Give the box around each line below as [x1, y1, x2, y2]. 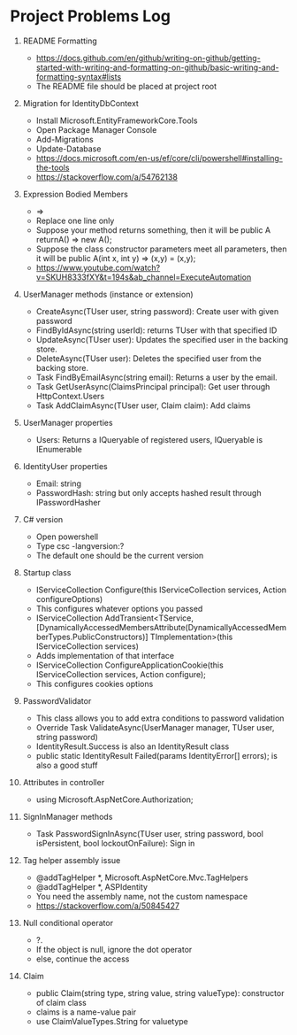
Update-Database [35, 143, 102, 154]
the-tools [35, 162, 70, 173]
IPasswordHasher [35, 497, 101, 507]
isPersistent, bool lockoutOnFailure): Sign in [35, 838, 195, 848]
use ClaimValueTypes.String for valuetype [35, 1016, 188, 1026]
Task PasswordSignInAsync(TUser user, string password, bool [35, 828, 264, 838]
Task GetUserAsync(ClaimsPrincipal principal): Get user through [35, 381, 270, 391]
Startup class [22, 567, 72, 577]
